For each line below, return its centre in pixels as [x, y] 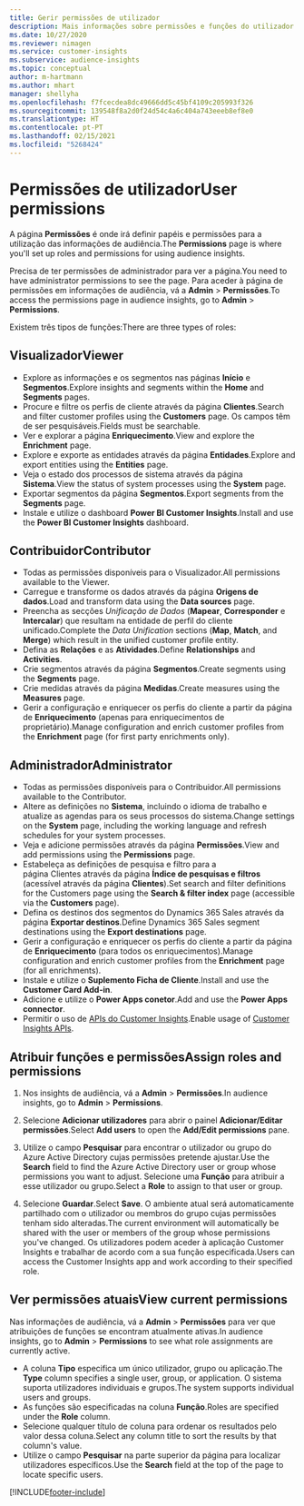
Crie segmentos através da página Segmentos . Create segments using [154, 669]
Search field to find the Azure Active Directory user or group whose [149, 1166]
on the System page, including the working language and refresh [144, 826]
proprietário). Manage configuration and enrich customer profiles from [153, 727]
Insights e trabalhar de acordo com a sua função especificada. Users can [158, 1252]
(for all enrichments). [62, 971]
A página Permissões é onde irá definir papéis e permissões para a [136, 233]
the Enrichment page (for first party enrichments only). [126, 737]
